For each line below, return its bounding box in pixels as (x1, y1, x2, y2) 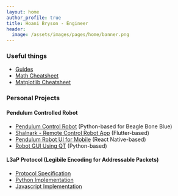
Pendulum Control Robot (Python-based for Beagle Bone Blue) (15, 123, 173, 130)
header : (6, 26, 26, 32)
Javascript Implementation (15, 183, 82, 190)
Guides (15, 65, 34, 73)
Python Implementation (15, 176, 74, 183)
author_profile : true (6, 15, 62, 21)
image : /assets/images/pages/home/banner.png (12, 32, 130, 38)
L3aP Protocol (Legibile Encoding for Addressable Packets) (6, 156, 159, 164)
